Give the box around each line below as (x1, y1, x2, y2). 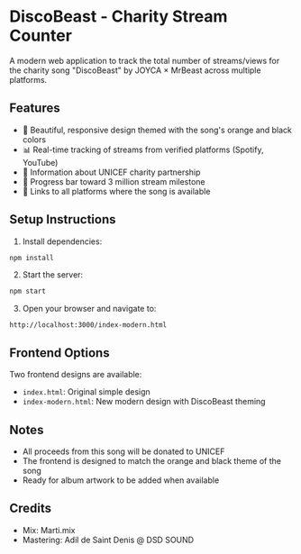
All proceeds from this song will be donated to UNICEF (22, 446, 225, 457)
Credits (9, 501, 52, 516)
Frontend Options (9, 345, 110, 360)
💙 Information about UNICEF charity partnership (22, 167, 201, 177)
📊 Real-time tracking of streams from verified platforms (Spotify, (22, 144, 264, 155)
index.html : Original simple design (22, 386, 150, 397)
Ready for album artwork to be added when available (22, 475, 220, 486)
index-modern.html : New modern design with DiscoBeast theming (22, 396, 266, 407)
